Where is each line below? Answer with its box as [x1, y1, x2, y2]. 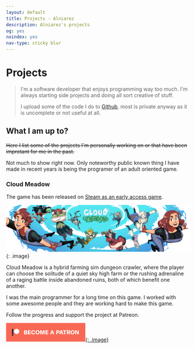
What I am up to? [6, 126, 69, 136]
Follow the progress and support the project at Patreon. [6, 311, 140, 318]
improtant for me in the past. [6, 148, 75, 155]
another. [6, 282, 26, 289]
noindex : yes [6, 34, 38, 40]
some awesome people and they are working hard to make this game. [6, 300, 174, 307]
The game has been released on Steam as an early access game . [6, 193, 163, 201]
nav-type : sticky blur [6, 40, 61, 46]
